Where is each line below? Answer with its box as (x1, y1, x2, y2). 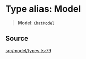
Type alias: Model (5, 3, 81, 15)
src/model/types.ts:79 (5, 47, 52, 53)
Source (5, 34, 29, 43)
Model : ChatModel (17, 20, 55, 26)
